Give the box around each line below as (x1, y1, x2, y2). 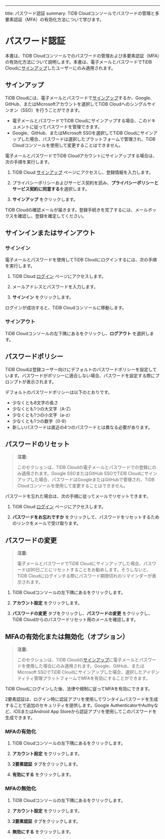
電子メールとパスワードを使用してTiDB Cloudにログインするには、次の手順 (5, 257, 157, 263)
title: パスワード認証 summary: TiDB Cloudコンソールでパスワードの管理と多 (5, 10, 160, 16)
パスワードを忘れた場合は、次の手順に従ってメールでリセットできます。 (5, 493, 151, 499)
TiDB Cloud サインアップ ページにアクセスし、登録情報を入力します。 (12, 169, 153, 175)
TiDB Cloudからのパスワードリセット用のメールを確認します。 (12, 617, 138, 622)
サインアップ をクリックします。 (12, 196, 78, 202)
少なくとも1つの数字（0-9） (12, 418, 69, 424)
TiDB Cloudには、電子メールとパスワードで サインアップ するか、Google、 (5, 94, 155, 101)
